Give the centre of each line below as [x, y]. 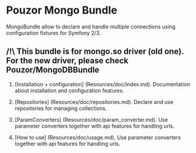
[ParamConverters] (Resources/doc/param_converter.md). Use [91, 119]
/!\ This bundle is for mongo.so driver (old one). [95, 52]
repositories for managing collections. [61, 108]
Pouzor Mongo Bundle [62, 10]
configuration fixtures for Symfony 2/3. [54, 32]
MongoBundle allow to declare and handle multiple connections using [91, 27]
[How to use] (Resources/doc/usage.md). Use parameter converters [98, 137]
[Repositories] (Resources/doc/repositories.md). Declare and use [94, 102]
